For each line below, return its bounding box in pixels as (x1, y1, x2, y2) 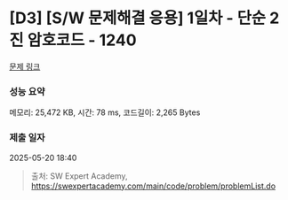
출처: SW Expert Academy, (30, 170, 128, 181)
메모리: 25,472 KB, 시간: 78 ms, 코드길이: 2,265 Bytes (9, 107, 201, 118)
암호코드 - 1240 (27, 30, 137, 50)
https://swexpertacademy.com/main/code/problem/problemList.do (30, 181, 276, 191)
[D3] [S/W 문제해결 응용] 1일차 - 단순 (9, 8, 267, 28)
